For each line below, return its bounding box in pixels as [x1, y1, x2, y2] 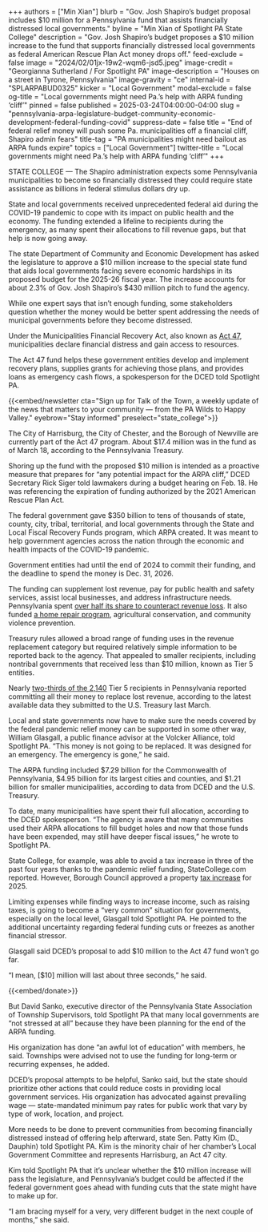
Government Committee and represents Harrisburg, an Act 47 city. [8, 1150, 228, 1159]
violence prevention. [8, 618, 76, 628]
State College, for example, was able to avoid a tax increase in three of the [8, 856, 254, 865]
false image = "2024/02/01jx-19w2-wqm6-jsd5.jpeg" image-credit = [8, 58, 234, 67]
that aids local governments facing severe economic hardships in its [8, 266, 233, 275]
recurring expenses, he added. [8, 1060, 110, 1069]
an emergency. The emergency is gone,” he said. [8, 750, 170, 759]
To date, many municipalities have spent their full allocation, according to [8, 806, 250, 816]
